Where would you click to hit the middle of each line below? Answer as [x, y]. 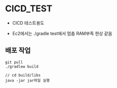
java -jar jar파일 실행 [27, 80]
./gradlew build [22, 66]
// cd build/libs [23, 75]
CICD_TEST [29, 9]
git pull [14, 62]
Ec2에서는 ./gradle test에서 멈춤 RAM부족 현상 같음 [62, 33]
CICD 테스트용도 [28, 23]
